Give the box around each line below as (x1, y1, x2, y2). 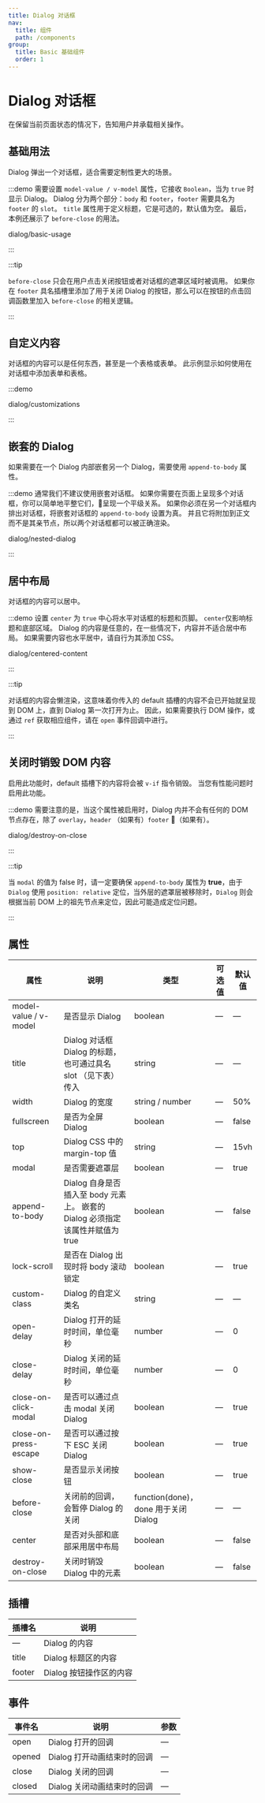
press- (12, 1438, 39, 1449)
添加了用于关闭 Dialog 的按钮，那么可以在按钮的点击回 (74, 285, 252, 296)
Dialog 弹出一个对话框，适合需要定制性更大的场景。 (8, 167, 176, 177)
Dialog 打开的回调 (48, 1737, 114, 1748)
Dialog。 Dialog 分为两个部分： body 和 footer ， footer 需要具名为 (23, 194, 235, 203)
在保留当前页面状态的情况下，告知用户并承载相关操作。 (8, 119, 188, 129)
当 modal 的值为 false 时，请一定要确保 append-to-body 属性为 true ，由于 (8, 877, 243, 887)
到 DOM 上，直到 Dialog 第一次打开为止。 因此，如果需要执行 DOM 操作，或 (8, 706, 256, 715)
